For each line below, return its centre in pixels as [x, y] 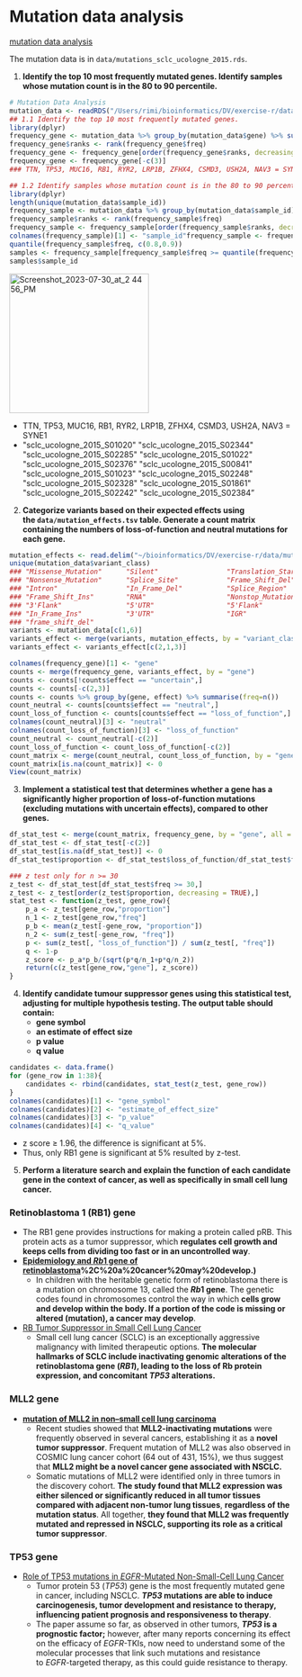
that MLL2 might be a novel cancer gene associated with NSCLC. [159, 1466]
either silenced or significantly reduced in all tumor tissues [148, 1495]
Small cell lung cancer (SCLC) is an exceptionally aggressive [148, 1338]
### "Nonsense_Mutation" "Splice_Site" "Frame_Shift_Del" [152, 581]
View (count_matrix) [46, 772]
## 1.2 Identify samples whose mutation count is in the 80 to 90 [136, 185]
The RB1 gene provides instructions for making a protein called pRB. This [157, 1232]
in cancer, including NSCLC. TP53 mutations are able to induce [154, 1596]
